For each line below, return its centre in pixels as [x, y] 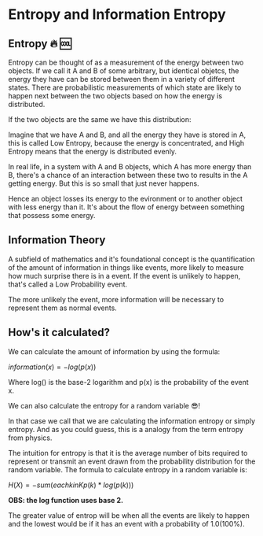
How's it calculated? [59, 333]
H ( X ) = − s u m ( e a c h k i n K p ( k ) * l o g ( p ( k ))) [71, 485]
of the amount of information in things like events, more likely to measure [126, 267]
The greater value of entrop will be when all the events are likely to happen [129, 515]
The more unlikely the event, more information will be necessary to [116, 299]
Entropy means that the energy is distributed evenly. [93, 152]
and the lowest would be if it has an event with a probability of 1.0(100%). [126, 523]
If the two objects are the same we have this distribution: [100, 119]
